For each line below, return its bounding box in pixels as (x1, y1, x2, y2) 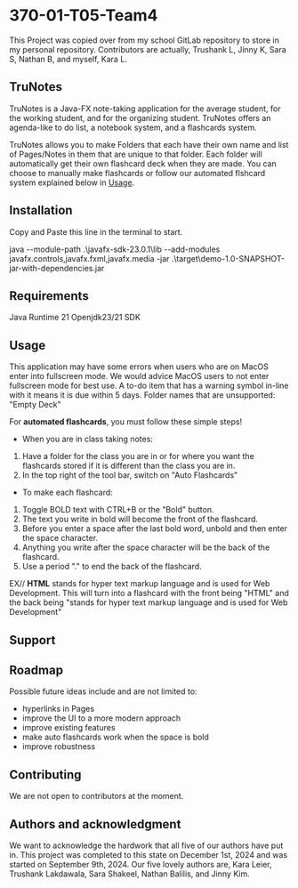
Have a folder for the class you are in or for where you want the (21, 451, 255, 462)
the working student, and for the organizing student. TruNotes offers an (9, 112, 271, 123)
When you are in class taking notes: (21, 433, 154, 445)
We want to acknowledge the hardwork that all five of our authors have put (9, 840, 284, 851)
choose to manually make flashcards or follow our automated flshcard (9, 167, 266, 178)
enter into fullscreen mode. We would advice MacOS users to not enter (9, 371, 270, 382)
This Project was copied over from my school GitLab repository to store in (9, 35, 280, 45)
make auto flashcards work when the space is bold (21, 731, 209, 743)
